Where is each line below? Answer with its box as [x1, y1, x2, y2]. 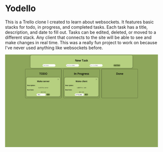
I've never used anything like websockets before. [5, 45, 103, 51]
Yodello [5, 3, 36, 14]
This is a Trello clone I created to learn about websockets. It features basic [5, 19, 154, 25]
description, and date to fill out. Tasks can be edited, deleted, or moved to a [5, 29, 156, 35]
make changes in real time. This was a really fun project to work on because [5, 39, 158, 45]
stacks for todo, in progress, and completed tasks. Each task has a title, [5, 24, 148, 30]
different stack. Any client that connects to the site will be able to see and [5, 34, 152, 40]
